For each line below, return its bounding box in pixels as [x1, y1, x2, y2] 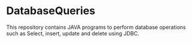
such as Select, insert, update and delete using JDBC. [6, 29, 140, 37]
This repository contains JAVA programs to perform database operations [6, 24, 186, 31]
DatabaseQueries [6, 4, 96, 18]
